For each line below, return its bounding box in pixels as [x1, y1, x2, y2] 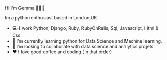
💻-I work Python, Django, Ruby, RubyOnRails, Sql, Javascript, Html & [12, 25, 159, 31]
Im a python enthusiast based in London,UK [5, 15, 97, 21]
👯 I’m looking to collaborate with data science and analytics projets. [12, 44, 155, 49]
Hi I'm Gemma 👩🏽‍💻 [5, 5, 45, 11]
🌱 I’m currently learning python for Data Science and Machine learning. [12, 38, 162, 44]
